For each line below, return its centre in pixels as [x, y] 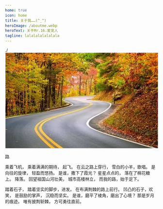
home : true [16, 10]
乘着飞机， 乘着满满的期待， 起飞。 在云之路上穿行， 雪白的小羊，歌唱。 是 [80, 167]
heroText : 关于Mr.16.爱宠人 [32, 31]
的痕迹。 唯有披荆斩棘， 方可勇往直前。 [44, 202]
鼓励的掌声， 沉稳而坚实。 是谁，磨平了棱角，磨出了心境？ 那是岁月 [86, 195]
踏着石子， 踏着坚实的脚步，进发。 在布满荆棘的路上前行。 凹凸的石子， [77, 190]
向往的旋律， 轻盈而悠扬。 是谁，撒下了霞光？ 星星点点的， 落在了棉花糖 [78, 173]
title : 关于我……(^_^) [26, 20]
